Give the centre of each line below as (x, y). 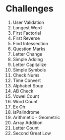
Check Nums (26, 75)
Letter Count (26, 128)
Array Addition (28, 123)
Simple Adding (28, 59)
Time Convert (27, 80)
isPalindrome (26, 112)
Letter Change (28, 54)
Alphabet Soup (28, 85)
